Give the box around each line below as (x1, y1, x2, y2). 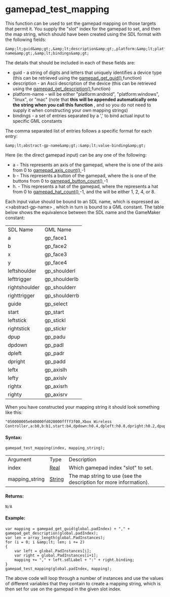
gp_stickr (45, 325, 67, 332)
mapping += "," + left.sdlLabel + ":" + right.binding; (14, 557, 135, 563)
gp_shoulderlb (45, 275, 79, 283)
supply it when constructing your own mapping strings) (12, 107, 128, 113)
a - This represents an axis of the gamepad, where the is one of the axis (12, 161, 163, 168)
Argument (8, 456, 32, 463)
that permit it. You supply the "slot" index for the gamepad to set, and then (5, 25, 161, 31)
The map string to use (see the (68, 473, 142, 480)
